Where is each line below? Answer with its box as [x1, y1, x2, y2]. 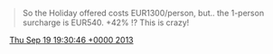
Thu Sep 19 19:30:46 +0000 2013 [8, 35, 134, 45]
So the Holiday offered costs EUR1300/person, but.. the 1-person [22, 8, 265, 18]
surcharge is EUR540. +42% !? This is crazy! [22, 17, 190, 28]
